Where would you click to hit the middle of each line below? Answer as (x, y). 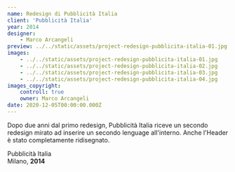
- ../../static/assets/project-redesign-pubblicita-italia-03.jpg (119, 72)
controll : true (42, 92)
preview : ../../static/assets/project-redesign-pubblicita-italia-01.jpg (117, 46)
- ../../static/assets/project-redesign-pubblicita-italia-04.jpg (119, 79)
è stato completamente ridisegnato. (59, 140)
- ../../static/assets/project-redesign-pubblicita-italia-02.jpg (119, 66)
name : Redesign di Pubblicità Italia (62, 14)
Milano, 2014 (26, 161)
